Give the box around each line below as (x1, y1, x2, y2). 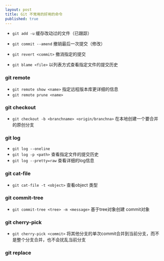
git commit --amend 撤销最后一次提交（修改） (12, 41, 105, 47)
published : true (5, 16, 38, 21)
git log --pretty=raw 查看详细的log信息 (12, 158, 95, 164)
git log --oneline (12, 146, 50, 151)
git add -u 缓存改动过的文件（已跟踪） (12, 30, 92, 36)
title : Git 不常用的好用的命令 (5, 12, 63, 17)
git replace (5, 249, 32, 256)
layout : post (5, 7, 32, 12)
